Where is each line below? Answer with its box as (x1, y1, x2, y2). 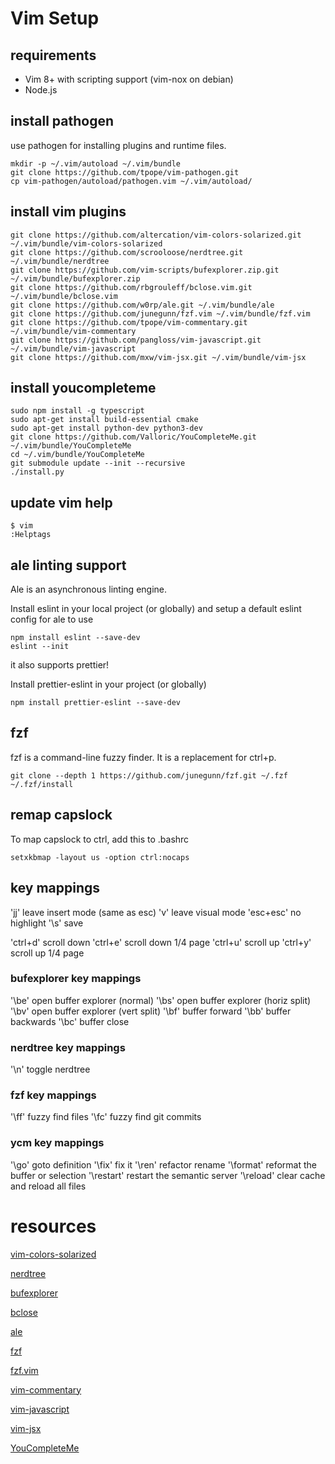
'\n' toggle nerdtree (10, 1063, 91, 1076)
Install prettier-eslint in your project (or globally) (10, 678, 207, 691)
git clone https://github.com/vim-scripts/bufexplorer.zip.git (10, 265, 280, 275)
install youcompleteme (10, 380, 157, 397)
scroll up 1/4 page (10, 947, 85, 959)
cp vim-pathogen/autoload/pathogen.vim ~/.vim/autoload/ (10, 176, 253, 186)
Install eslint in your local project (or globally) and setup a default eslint (10, 603, 302, 615)
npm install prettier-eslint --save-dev (10, 698, 182, 708)
